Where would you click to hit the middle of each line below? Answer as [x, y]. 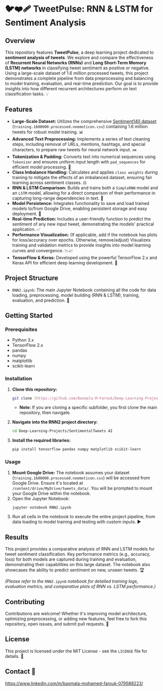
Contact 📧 [20, 672]
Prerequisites [21, 329]
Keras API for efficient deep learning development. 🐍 [65, 263]
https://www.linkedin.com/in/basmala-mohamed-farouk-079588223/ [74, 683]
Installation [19, 379]
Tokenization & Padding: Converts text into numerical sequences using [84, 157]
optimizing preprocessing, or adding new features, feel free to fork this [76, 619]
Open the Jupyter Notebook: [41, 498]
